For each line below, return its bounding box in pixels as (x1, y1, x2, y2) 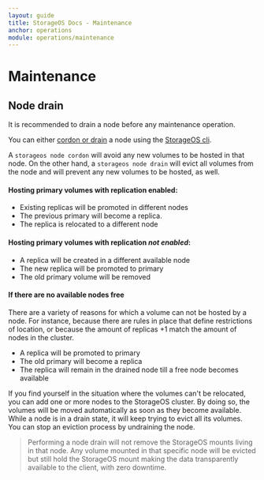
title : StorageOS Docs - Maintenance (8, 19, 132, 27)
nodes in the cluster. (8, 332, 75, 342)
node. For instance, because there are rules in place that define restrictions (8, 316, 253, 325)
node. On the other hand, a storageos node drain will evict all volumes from (8, 159, 254, 168)
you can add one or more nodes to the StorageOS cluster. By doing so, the (8, 396, 251, 407)
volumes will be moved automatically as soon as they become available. (8, 405, 242, 414)
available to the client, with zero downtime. (27, 463, 167, 472)
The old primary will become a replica (19, 356, 143, 366)
